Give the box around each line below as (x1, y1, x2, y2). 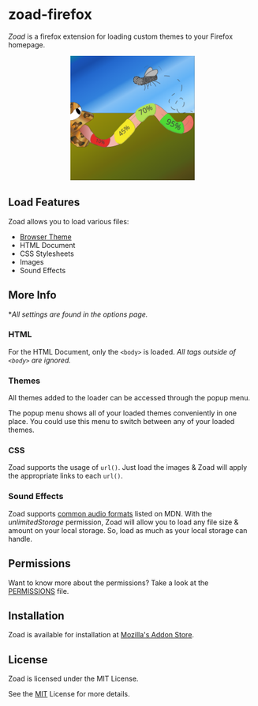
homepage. (8, 39, 46, 49)
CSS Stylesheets (19, 249, 75, 258)
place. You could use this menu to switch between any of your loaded (8, 417, 235, 426)
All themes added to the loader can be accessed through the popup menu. (8, 393, 251, 403)
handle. (8, 534, 33, 543)
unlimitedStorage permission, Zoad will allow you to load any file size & (8, 517, 239, 527)
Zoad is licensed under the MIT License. (8, 674, 139, 684)
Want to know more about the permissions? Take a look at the (8, 578, 209, 588)
